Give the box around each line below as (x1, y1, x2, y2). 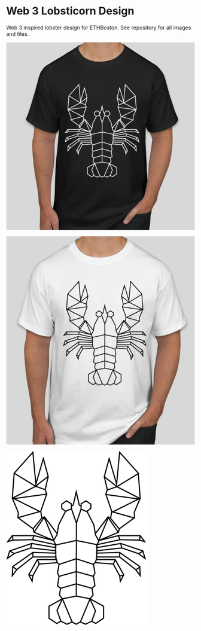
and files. (6, 30, 29, 37)
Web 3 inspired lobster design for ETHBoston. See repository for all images (6, 24, 191, 31)
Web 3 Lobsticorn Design (6, 4, 135, 18)
